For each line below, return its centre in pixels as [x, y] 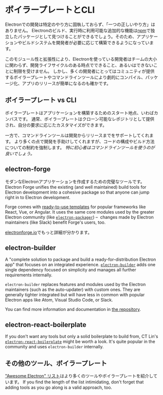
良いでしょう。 [20, 153]
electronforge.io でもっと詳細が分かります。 [49, 232]
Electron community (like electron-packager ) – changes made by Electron [80, 217]
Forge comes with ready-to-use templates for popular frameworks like [75, 207]
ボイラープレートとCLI [50, 10]
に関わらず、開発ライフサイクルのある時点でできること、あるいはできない [79, 65]
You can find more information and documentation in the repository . [73, 309]
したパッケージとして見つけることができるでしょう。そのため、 [73, 36]
